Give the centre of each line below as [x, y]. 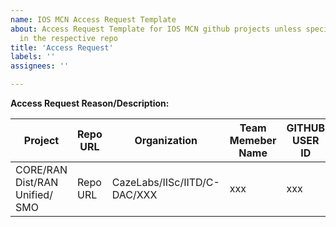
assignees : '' [40, 66]
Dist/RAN [37, 182]
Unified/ [34, 194]
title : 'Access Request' [62, 47]
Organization [166, 140]
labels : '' [33, 57]
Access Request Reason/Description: [90, 103]
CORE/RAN [41, 169]
